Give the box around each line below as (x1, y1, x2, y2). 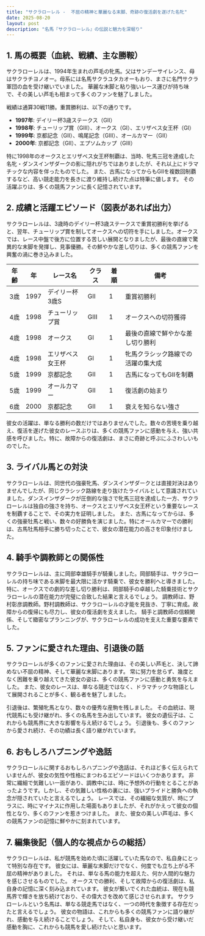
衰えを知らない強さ (124, 402, 181, 410)
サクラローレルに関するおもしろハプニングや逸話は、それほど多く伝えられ (6, 764, 193, 771)
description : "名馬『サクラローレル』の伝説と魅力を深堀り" (6, 26, 143, 32)
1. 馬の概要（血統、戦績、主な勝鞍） (6, 50, 143, 61)
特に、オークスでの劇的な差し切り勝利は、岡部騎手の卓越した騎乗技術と (6, 585, 188, 592)
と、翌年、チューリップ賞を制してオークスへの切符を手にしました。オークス (6, 228, 198, 235)
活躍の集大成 (124, 358, 162, 367)
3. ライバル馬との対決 (6, 462, 88, 472)
